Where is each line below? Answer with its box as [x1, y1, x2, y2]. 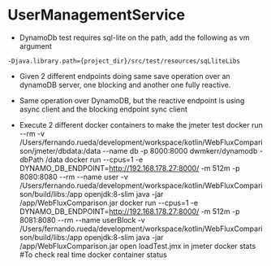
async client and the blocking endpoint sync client [19, 104, 188, 114]
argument [19, 41, 52, 50]
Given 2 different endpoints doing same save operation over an [19, 71, 230, 81]
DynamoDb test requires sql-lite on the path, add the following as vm [19, 33, 250, 42]
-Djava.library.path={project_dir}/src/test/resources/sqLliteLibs [7, 57, 241, 65]
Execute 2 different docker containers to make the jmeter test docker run [19, 120, 263, 129]
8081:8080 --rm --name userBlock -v [19, 215, 145, 225]
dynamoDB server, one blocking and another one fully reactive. [19, 80, 231, 89]
